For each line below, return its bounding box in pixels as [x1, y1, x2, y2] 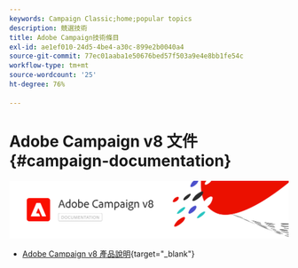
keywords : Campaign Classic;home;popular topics [9, 14, 192, 23]
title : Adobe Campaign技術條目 [9, 33, 120, 42]
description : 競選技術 [9, 23, 88, 33]
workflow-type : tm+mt [9, 61, 90, 70]
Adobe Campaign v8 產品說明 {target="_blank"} [21, 248, 195, 259]
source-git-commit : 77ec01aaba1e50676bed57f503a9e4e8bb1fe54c [9, 51, 244, 61]
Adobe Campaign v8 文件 [9, 131, 198, 151]
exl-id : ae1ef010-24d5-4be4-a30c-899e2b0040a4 [9, 43, 184, 51]
